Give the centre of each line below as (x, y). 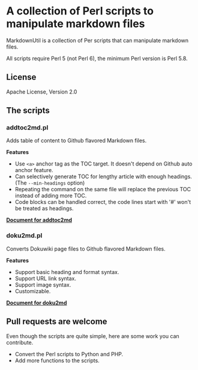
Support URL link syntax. (46, 278)
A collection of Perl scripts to (80, 11)
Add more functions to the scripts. (57, 360)
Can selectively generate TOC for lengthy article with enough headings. (103, 177)
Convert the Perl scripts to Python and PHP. (69, 354)
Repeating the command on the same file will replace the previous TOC (103, 189)
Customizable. (33, 291)
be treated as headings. (44, 209)
